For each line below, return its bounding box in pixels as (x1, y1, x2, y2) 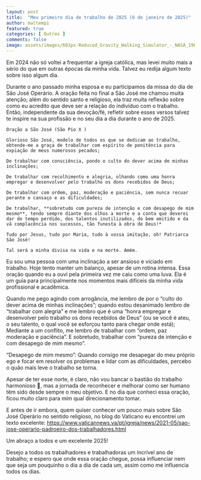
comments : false (6, 37, 47, 43)
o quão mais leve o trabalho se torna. (6, 364, 98, 371)
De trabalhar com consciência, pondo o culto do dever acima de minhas (6, 158, 188, 164)
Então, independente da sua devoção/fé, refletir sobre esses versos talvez (6, 109, 190, 116)
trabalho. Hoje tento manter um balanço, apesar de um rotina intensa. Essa (6, 264, 190, 271)
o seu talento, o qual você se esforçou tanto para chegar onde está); (6, 320, 175, 328)
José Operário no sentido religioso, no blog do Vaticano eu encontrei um (6, 412, 185, 420)
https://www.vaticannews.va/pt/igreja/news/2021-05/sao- (47, 419, 190, 426)
